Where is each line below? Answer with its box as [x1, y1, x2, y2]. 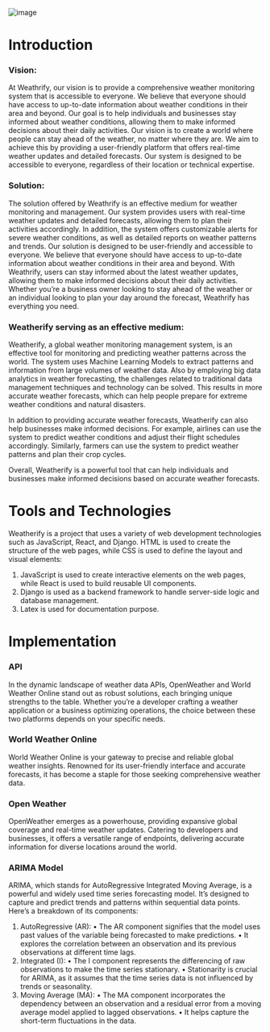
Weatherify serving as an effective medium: [8, 321, 185, 332]
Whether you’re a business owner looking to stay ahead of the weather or [8, 284, 253, 293]
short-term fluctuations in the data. [19, 1016, 137, 1026]
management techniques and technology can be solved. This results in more [8, 383, 263, 393]
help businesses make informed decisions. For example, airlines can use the [8, 424, 262, 434]
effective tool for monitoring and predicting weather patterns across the [8, 348, 247, 358]
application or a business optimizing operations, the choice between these [8, 705, 256, 715]
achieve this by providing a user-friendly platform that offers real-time [8, 143, 240, 152]
